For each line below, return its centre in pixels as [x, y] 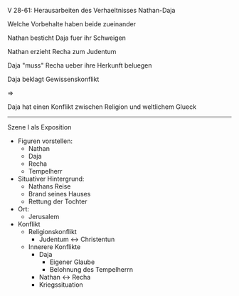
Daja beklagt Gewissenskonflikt [53, 79]
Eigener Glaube [72, 262]
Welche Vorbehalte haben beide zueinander [72, 24]
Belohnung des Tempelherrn [91, 269]
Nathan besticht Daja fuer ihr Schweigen [67, 38]
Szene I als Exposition [39, 127]
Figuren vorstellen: [45, 141]
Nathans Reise [49, 186]
